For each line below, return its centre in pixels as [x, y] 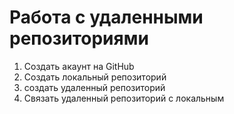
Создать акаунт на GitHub [79, 66]
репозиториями [79, 38]
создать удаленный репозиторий [94, 87]
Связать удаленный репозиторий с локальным [124, 98]
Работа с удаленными [106, 17]
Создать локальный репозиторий [95, 77]
